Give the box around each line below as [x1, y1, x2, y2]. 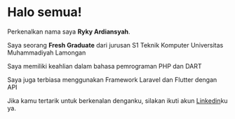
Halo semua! [7, 4, 82, 20]
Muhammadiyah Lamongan [7, 48, 86, 57]
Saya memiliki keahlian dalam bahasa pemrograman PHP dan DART [7, 62, 202, 70]
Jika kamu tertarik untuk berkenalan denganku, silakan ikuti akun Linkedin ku [7, 96, 228, 105]
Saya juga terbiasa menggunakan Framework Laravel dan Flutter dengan [7, 75, 217, 84]
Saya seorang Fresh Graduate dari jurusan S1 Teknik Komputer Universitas [7, 41, 224, 49]
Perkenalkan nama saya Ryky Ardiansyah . [7, 27, 131, 36]
